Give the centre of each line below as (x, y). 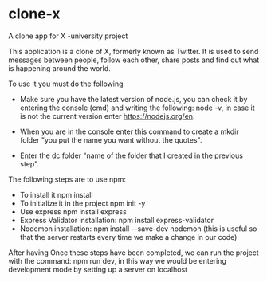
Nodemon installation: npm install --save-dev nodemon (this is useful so (138, 229)
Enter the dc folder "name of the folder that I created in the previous (131, 155)
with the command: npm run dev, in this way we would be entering (118, 260)
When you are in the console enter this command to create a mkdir (129, 131)
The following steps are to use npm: (67, 179)
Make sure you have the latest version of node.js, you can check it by (133, 99)
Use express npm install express (73, 211)
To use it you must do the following (66, 84)
